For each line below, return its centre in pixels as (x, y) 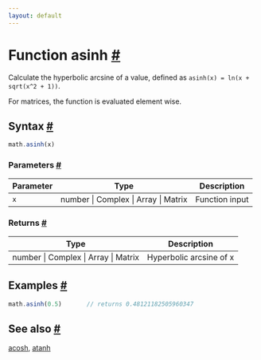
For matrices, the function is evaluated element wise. (95, 101)
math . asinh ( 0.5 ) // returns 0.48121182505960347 (101, 304)
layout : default (35, 16)
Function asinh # (64, 55)
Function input (222, 199)
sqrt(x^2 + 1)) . (35, 85)
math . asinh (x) (32, 144)
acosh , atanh (29, 348)
